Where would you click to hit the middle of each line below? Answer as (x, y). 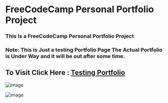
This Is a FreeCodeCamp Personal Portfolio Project (70, 36)
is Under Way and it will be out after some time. (65, 56)
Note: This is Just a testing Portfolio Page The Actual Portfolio (84, 50)
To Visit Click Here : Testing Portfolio (65, 73)
